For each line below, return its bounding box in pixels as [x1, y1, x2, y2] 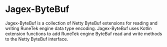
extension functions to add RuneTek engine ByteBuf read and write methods [5, 30, 162, 36]
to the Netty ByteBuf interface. [5, 36, 68, 42]
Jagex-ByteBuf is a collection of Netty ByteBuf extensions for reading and [5, 20, 158, 26]
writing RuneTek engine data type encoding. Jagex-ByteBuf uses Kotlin [5, 25, 152, 31]
